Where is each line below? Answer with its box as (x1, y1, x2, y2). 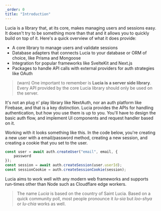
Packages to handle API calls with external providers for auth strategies (12, 65, 155, 71)
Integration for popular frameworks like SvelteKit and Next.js (12, 60, 133, 66)
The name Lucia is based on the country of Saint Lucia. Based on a (16, 190, 151, 196)
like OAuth (12, 70, 33, 76)
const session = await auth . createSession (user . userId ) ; (5, 163, 122, 168)
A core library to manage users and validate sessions (12, 45, 118, 50)
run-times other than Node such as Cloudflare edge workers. (5, 181, 127, 187)
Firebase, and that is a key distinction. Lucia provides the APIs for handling (5, 105, 154, 111)
